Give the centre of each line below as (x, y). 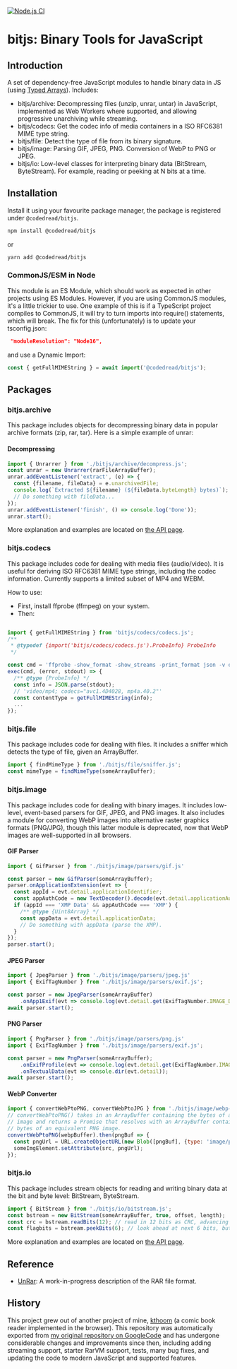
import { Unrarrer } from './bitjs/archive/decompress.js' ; (98, 464)
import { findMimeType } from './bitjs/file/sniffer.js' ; (94, 765)
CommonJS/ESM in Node (51, 275)
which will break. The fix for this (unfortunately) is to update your (102, 321)
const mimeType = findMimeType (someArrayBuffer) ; (82, 771)
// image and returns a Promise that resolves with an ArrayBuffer (109, 1122)
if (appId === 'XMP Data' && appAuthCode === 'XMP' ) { (96, 905)
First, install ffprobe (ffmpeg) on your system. (84, 606)
